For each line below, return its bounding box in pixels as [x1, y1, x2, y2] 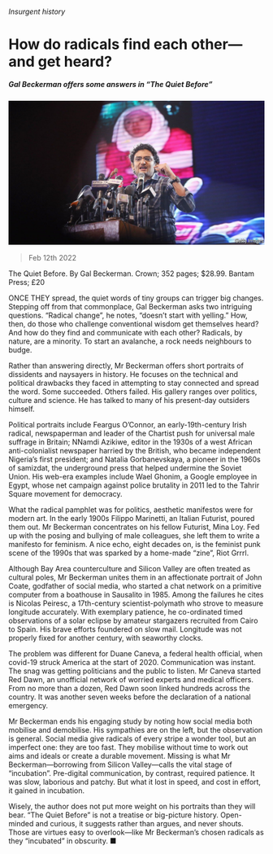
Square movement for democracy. [8, 489, 123, 499]
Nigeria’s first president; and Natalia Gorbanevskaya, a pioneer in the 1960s [8, 454, 262, 464]
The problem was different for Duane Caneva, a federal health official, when [8, 649, 262, 659]
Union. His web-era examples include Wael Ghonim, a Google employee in [8, 472, 258, 482]
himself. [8, 404, 35, 414]
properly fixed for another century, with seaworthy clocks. [8, 633, 203, 643]
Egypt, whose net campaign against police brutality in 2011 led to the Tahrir [8, 480, 260, 490]
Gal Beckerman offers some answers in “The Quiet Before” [8, 80, 213, 90]
